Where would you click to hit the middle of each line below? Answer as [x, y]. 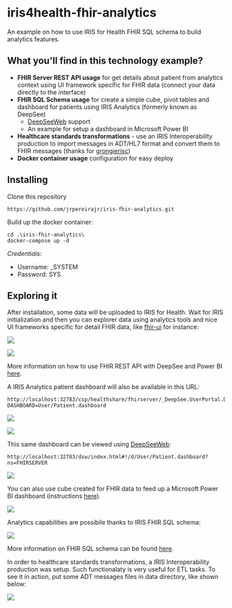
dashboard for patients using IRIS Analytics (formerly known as [107, 107]
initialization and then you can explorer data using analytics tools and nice [112, 320]
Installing [28, 180]
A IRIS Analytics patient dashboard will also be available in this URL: [104, 387]
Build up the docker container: [50, 222]
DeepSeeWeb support [59, 121]
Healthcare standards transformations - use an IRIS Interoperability [115, 136]
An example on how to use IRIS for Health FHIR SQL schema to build [104, 32]
